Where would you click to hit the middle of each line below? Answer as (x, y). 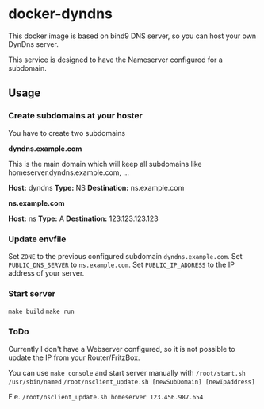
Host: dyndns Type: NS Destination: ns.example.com (96, 187)
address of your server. (46, 273)
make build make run (41, 312)
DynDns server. (34, 44)
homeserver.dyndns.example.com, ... (69, 172)
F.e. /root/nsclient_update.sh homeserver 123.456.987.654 (106, 396)
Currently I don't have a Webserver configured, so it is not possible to (122, 349)
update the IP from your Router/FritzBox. (74, 357)
